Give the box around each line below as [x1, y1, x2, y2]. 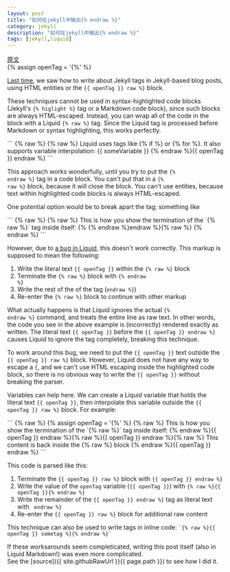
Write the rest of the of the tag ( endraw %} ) [16, 285, 137, 294]
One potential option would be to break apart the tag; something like [7, 203, 200, 211]
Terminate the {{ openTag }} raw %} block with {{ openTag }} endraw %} [16, 475, 223, 483]
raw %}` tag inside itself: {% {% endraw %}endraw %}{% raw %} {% [7, 223, 203, 232]
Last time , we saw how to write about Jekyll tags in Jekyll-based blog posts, [7, 76, 223, 85]
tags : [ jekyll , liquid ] [7, 36, 72, 43]
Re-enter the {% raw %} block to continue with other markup [16, 293, 187, 301]
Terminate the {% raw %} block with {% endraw [16, 272, 146, 280]
